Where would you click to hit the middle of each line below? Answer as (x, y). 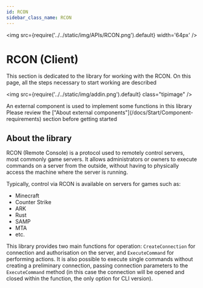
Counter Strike (33, 202)
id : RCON (17, 12)
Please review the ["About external (49, 112)
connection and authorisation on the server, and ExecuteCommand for (90, 253)
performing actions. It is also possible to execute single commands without (100, 259)
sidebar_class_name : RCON (39, 18)
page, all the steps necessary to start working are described (82, 83)
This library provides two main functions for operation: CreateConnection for (101, 246)
